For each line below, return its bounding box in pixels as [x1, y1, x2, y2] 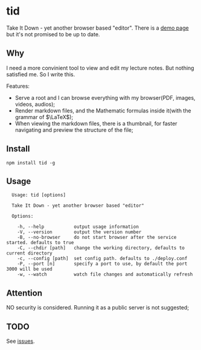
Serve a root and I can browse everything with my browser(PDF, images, [14, 94, 196, 101]
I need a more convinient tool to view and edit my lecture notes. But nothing [6, 64, 194, 71]
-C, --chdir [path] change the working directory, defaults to [17, 245, 185, 251]
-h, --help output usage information [17, 224, 139, 230]
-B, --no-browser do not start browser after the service [17, 235, 177, 241]
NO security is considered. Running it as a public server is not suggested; [6, 304, 189, 311]
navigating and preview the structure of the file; [14, 126, 134, 134]
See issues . [6, 337, 35, 345]
